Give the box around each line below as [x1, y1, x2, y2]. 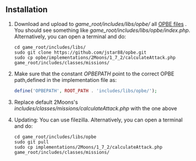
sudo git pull [14, 139, 49, 145]
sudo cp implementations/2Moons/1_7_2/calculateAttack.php [14, 144, 163, 150]
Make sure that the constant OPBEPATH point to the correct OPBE [14, 70, 175, 77]
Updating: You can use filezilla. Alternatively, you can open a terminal [14, 116, 183, 123]
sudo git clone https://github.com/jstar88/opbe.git [14, 50, 147, 55]
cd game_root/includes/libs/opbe [14, 134, 97, 140]
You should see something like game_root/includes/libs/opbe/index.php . [14, 27, 191, 34]
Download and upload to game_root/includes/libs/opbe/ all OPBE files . [14, 20, 187, 27]
